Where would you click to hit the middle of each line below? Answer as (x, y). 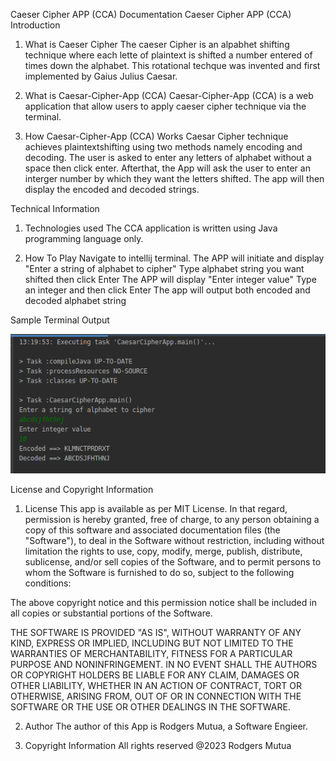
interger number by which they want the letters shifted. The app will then (174, 178)
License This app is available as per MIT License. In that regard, (156, 509)
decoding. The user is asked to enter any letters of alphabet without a (168, 157)
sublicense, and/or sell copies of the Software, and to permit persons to (173, 562)
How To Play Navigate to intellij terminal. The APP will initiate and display (174, 258)
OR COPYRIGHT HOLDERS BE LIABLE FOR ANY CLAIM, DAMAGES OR (155, 675)
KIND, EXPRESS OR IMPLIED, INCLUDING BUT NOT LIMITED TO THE (152, 643)
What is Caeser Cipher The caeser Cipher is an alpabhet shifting (157, 44)
